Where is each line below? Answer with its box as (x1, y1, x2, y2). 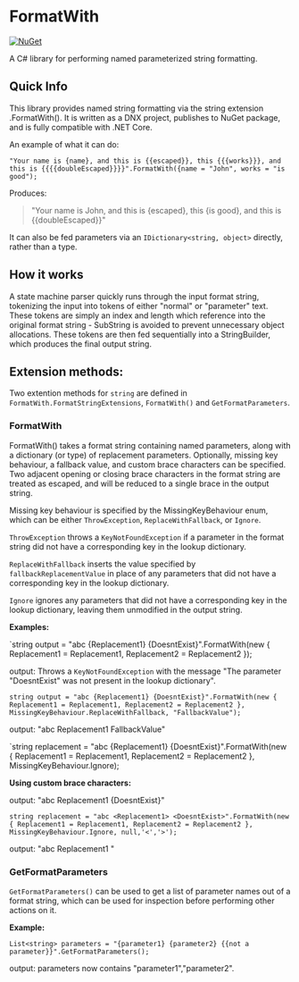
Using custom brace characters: (9, 777, 132, 788)
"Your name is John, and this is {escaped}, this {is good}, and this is (30, 205, 282, 215)
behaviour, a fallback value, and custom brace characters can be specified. (9, 458, 287, 470)
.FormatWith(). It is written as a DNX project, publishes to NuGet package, (9, 112, 281, 122)
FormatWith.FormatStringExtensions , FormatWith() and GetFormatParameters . (9, 398, 290, 408)
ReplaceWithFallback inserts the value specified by (9, 558, 196, 569)
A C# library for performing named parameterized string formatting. (9, 53, 258, 63)
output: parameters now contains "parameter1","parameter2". (9, 962, 235, 973)
